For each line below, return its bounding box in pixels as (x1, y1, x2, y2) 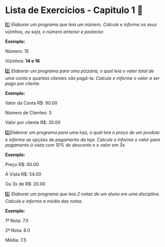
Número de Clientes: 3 (5, 109, 52, 115)
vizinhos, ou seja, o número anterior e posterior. (5, 29, 104, 35)
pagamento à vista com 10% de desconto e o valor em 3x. (5, 142, 126, 148)
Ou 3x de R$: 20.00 (5, 181, 46, 187)
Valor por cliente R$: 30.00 (5, 119, 61, 125)
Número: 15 (5, 48, 29, 54)
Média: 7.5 (5, 237, 27, 243)
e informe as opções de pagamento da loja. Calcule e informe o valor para (5, 137, 160, 143)
